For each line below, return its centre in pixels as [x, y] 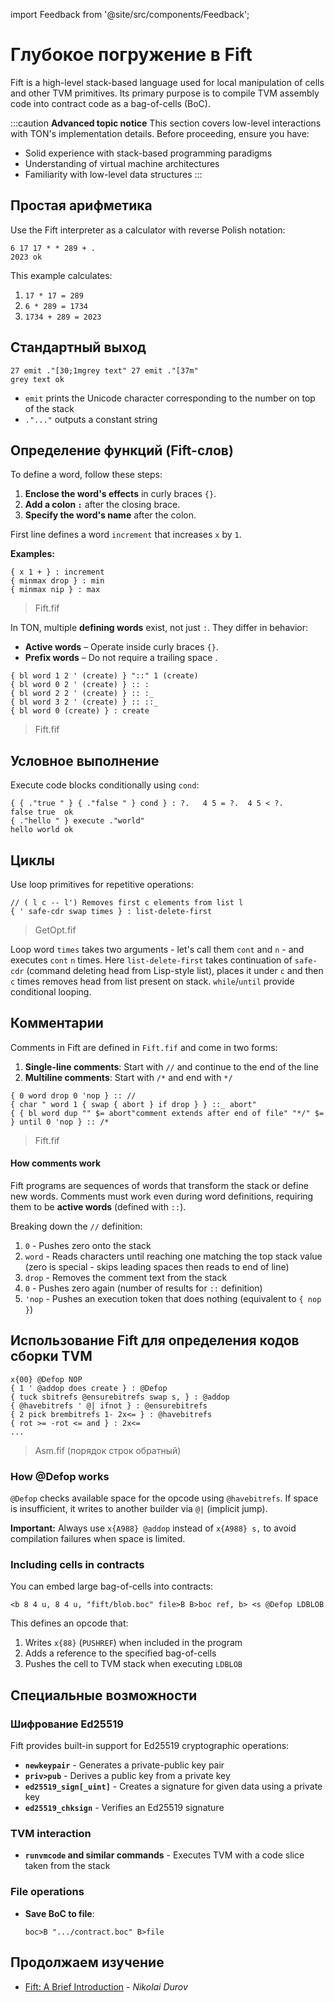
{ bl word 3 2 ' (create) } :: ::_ [84, 702]
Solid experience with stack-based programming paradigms [148, 153]
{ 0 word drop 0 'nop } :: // [73, 1095]
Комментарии [57, 1023]
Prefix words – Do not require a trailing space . [121, 658]
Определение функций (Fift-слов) [122, 450]
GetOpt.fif [55, 930]
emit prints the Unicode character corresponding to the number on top [170, 398]
